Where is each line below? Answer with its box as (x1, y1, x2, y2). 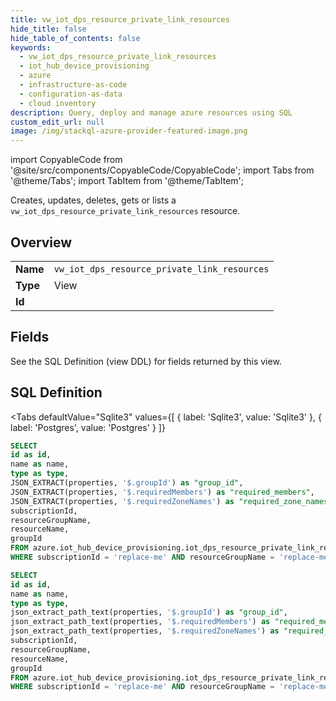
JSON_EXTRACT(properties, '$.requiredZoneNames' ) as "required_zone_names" (10, 496, 333, 506)
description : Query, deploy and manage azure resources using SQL (10, 107, 293, 118)
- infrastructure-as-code (19, 80, 128, 90)
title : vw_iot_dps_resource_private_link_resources (10, 14, 230, 25)
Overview (10, 234, 73, 251)
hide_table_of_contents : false (10, 33, 141, 43)
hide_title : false (10, 24, 87, 34)
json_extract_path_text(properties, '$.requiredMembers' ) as (10, 617, 271, 627)
